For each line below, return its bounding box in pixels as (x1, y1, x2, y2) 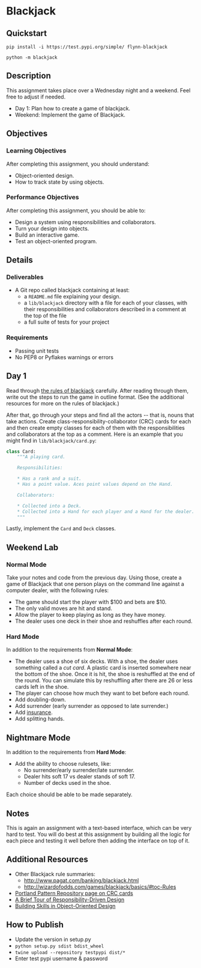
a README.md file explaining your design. (23, 293, 121, 300)
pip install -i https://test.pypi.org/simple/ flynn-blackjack (6, 44, 168, 50)
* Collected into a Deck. (17, 503, 82, 509)
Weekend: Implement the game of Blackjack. (14, 111, 126, 118)
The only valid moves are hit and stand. (14, 605, 113, 612)
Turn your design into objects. (14, 225, 89, 232)
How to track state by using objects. (14, 178, 104, 186)
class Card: (6, 449, 36, 455)
